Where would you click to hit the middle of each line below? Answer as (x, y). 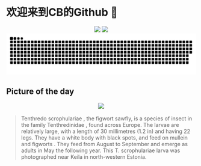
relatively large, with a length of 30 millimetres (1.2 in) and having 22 (106, 131)
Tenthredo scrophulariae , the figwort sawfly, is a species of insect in (107, 118)
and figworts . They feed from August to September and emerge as (104, 144)
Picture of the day (40, 92)
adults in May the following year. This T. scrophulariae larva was (100, 150)
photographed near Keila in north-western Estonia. (84, 156)
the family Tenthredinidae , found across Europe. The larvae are (100, 124)
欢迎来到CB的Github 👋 (62, 12)
